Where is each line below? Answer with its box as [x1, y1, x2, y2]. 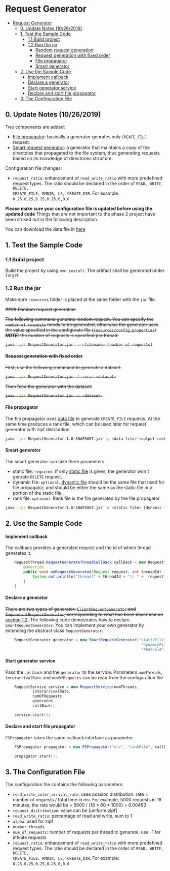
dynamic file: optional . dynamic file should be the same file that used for [12, 479, 165, 485]
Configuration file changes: [5, 165, 62, 171]
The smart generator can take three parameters [5, 458, 105, 464]
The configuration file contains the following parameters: [5, 781, 124, 787]
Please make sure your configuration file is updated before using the [5, 205, 153, 212]
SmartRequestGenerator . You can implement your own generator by [5, 622, 144, 628]
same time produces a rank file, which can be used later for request [5, 421, 147, 427]
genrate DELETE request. [12, 473, 62, 479]
